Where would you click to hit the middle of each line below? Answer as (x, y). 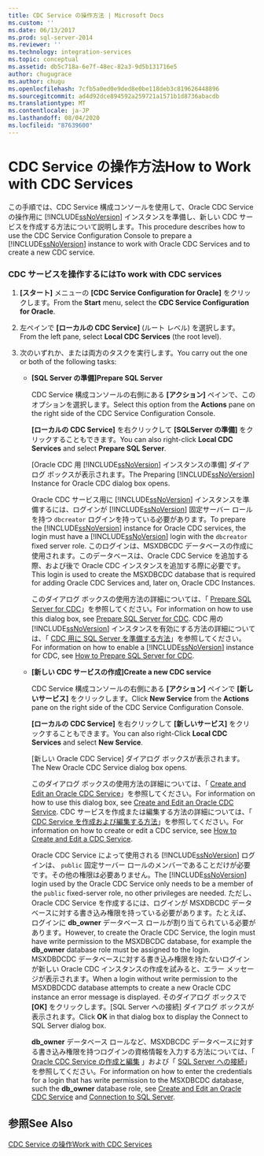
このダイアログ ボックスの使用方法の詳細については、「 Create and (139, 783)
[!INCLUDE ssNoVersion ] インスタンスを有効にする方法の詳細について (143, 628)
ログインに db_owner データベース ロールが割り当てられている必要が (143, 922)
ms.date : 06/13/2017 (42, 30)
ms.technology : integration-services (70, 52)
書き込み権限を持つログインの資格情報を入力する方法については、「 (147, 1051)
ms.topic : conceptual (44, 60)
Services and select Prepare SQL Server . (99, 448)
